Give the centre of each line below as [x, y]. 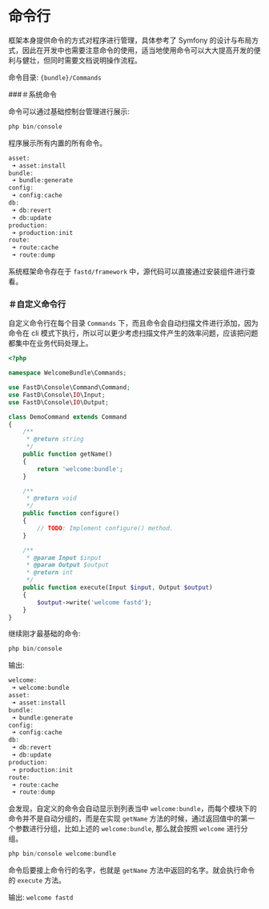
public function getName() [68, 454]
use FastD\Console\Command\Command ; [69, 388]
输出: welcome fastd [41, 897]
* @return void [52, 498]
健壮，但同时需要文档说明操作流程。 [82, 60]
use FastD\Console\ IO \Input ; [57, 395]
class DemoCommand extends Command [68, 417]
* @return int [50, 573]
